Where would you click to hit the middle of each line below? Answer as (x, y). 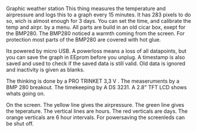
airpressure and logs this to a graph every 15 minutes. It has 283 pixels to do (98, 15)
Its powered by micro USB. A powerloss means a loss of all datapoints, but (96, 51)
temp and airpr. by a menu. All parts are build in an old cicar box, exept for (96, 27)
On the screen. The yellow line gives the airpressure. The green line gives (95, 105)
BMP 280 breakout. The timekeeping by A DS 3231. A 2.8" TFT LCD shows (96, 87)
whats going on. (26, 94)
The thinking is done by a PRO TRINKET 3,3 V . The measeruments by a (93, 81)
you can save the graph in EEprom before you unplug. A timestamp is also (96, 57)
